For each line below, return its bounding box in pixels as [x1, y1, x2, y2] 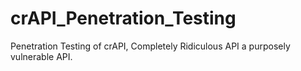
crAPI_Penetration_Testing [10, 7, 237, 30]
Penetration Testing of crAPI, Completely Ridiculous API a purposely [10, 40, 291, 52]
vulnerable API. [10, 50, 73, 62]
